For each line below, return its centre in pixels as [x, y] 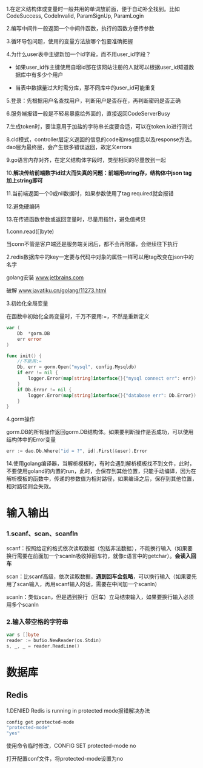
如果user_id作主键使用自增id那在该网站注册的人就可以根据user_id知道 [102, 67]
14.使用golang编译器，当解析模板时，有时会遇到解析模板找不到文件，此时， [101, 464]
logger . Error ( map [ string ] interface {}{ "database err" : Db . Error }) [112, 395]
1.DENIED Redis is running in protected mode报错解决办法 [78, 710]
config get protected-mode [40, 722]
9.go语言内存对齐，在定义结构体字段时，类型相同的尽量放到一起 [86, 160]
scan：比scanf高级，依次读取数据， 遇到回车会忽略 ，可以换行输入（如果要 [99, 576]
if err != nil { [38, 373]
